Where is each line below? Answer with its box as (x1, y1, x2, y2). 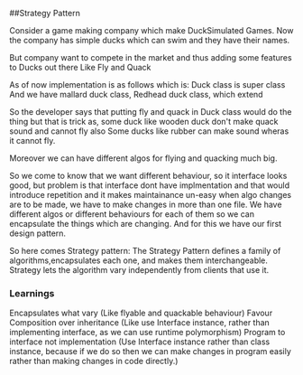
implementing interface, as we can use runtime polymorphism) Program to (9, 327, 286, 338)
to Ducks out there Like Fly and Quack (9, 62, 151, 72)
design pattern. (9, 228, 66, 239)
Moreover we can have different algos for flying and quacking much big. (9, 153, 278, 164)
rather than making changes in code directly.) (9, 356, 179, 367)
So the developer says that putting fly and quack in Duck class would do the (9, 107, 292, 117)
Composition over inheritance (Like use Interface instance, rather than (9, 317, 271, 328)
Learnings (9, 286, 55, 299)
